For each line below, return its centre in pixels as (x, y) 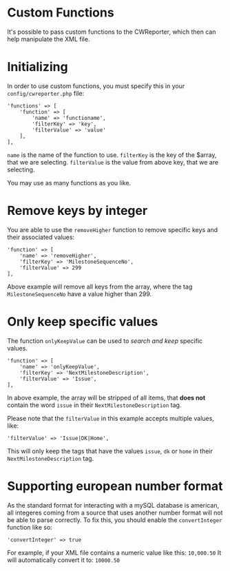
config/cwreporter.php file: (46, 93)
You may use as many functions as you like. (69, 183)
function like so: (30, 527)
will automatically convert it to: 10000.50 (64, 560)
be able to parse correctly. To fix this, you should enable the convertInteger (115, 520)
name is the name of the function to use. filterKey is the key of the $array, (112, 155)
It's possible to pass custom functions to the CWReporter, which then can (112, 32)
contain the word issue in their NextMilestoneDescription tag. (94, 405)
